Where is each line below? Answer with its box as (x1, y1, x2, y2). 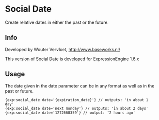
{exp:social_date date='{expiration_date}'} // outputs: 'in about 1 (5, 97, 149, 103)
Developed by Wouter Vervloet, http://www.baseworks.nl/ (5, 46, 120, 52)
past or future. (5, 88, 34, 94)
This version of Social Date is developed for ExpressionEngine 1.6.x (5, 56, 139, 62)
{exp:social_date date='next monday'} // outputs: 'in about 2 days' (5, 106, 149, 111)
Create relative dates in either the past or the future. (5, 19, 109, 25)
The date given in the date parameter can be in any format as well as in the (5, 83, 155, 88)
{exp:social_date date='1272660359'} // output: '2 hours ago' (5, 110, 136, 115)
